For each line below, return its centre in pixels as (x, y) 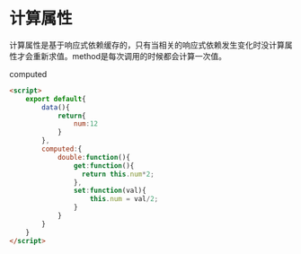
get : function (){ (104, 166)
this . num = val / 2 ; (124, 199)
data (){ (56, 107)
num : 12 (86, 124)
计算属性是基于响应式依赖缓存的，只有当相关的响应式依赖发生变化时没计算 (147, 45)
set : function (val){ (110, 191)
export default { (56, 99)
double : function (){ (93, 157)
